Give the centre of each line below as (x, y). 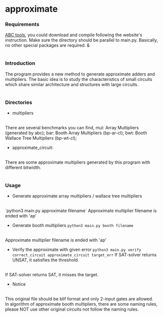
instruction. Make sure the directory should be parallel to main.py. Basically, (81, 40)
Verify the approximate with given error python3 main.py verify (77, 250)
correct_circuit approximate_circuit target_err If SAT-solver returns (84, 255)
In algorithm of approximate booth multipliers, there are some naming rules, (81, 304)
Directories (19, 102)
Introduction (20, 63)
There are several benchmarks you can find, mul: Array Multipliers (72, 128)
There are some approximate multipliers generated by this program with (78, 162)
